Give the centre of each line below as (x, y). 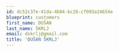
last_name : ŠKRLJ (28, 28)
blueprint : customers (33, 17)
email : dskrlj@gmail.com (37, 34)
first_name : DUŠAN (29, 23)
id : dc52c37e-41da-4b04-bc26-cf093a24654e (59, 12)
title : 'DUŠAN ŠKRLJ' (33, 39)
